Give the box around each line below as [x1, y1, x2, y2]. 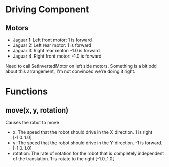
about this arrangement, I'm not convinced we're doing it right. [5, 68, 135, 74]
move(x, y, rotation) [5, 106, 69, 115]
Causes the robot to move [5, 120, 60, 125]
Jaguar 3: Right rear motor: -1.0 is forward [12, 48, 100, 53]
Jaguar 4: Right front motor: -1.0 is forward [12, 53, 102, 59]
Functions [5, 86, 48, 97]
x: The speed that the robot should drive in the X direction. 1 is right [12, 129, 153, 135]
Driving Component [5, 4, 89, 15]
